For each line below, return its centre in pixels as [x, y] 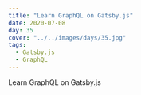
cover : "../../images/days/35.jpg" [67, 38]
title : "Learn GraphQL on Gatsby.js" [71, 15]
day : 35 [21, 30]
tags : [17, 45]
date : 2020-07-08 [37, 23]
